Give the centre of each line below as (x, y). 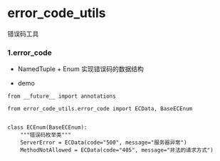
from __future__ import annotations (62, 97)
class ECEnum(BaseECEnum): (47, 128)
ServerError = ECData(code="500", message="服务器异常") (104, 143)
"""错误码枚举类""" (46, 135)
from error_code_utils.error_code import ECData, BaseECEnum (100, 109)
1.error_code (30, 53)
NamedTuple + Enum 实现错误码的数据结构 (80, 69)
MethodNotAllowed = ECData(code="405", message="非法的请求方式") (117, 150)
